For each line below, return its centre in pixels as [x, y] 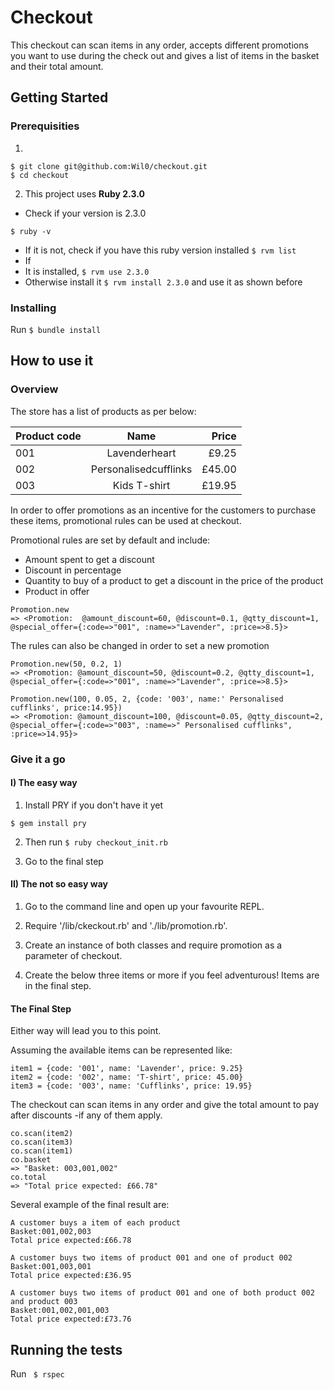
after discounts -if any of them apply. [86, 1115]
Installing [33, 308]
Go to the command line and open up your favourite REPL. [144, 906]
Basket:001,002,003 [51, 1232]
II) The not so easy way [59, 884]
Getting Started [59, 97]
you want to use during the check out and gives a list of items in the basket [165, 55]
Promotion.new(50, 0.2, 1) [66, 664]
